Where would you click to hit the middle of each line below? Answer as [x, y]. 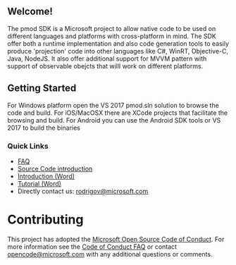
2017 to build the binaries [44, 128]
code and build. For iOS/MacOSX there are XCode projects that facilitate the [118, 113]
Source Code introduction [55, 168]
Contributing [45, 220]
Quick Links [28, 146]
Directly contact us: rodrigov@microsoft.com [83, 191]
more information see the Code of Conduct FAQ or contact [92, 247]
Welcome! [30, 12]
